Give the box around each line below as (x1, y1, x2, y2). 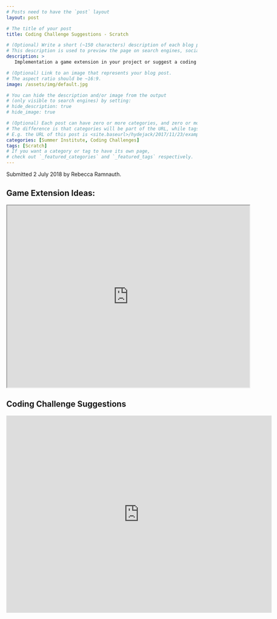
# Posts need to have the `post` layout (6, 8, 110, 15)
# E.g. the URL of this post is (6, 131, 88, 137)
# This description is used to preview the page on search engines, (6, 48, 183, 54)
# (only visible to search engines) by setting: (6, 98, 132, 104)
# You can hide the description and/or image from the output (6, 92, 167, 98)
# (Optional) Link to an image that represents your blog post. (6, 70, 172, 76)
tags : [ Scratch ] (6, 143, 47, 149)
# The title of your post (6, 25, 72, 32)
